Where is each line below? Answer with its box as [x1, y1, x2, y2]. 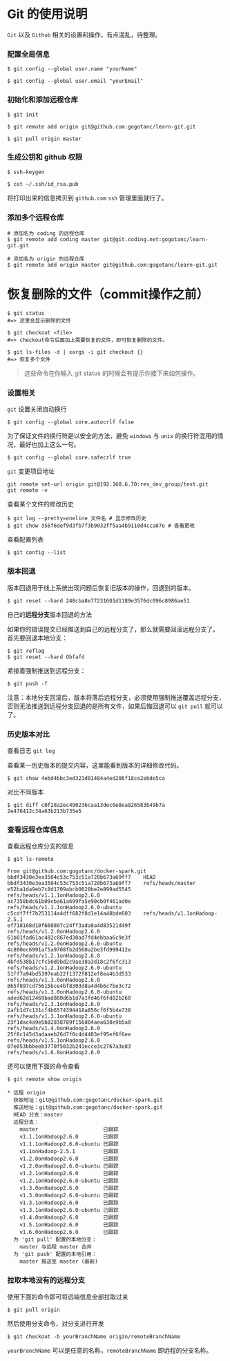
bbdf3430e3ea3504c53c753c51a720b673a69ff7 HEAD [7, 874, 156, 881]
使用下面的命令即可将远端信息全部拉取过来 [7, 1293, 128, 1301]
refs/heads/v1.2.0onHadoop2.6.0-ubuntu [7, 940, 122, 947]
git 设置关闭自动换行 [7, 405, 67, 413]
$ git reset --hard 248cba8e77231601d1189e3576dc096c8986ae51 [7, 597, 190, 605]
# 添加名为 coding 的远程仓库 [7, 230, 85, 237]
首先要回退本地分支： [7, 634, 68, 642]
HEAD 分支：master [13, 1112, 64, 1119]
